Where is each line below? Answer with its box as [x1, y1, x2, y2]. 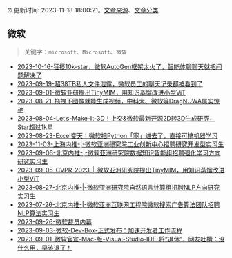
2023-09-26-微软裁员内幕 [17, 217, 92, 226]
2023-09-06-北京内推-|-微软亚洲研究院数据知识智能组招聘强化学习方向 [17, 148, 221, 157]
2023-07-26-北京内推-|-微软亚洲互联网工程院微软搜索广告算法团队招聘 [17, 200, 220, 208]
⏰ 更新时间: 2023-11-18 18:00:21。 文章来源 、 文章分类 [7, 6, 159, 14]
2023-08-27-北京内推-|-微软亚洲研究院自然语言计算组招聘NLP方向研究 [17, 183, 220, 191]
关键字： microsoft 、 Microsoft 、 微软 [23, 48, 127, 56]
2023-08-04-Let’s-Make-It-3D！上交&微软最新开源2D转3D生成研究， [17, 114, 216, 122]
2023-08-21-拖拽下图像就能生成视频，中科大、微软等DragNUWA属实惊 [17, 97, 220, 105]
